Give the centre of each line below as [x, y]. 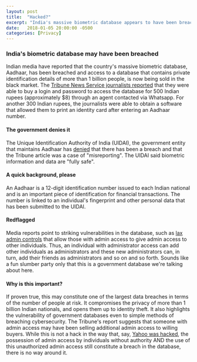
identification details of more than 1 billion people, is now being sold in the [95, 79]
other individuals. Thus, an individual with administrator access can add [93, 245]
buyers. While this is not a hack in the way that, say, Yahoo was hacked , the [97, 334]
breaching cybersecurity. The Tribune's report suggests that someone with [97, 322]
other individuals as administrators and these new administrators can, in [93, 252]
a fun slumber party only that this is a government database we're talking [94, 264]
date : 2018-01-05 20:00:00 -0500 [50, 28]
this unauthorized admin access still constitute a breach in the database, [94, 347]
